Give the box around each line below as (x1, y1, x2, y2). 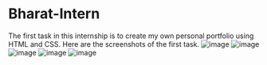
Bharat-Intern (8, 5, 100, 23)
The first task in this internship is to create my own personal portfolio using (8, 31, 254, 40)
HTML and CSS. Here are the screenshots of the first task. (8, 39, 200, 48)
